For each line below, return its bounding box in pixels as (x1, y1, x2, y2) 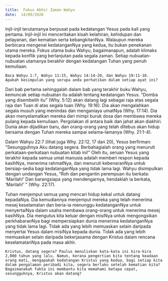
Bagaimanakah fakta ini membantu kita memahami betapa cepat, (5, 266, 138, 271)
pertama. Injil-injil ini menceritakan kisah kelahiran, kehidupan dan (5, 31, 142, 37)
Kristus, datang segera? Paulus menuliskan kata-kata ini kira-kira (5, 249, 151, 254)
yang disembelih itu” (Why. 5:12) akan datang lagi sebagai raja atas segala (5, 97, 159, 103)
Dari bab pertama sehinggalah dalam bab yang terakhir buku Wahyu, (5, 86, 147, 92)
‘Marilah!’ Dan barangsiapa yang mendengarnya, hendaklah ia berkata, (5, 176, 151, 182)
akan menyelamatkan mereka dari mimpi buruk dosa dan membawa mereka (5, 113, 162, 119)
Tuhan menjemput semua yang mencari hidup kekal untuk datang (5, 191, 140, 197)
